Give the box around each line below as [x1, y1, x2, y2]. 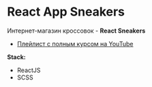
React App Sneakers [7, 4, 125, 20]
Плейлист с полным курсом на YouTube [16, 39, 134, 48]
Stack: [7, 52, 26, 61]
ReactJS [16, 66, 41, 74]
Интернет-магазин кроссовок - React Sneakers [7, 27, 146, 35]
